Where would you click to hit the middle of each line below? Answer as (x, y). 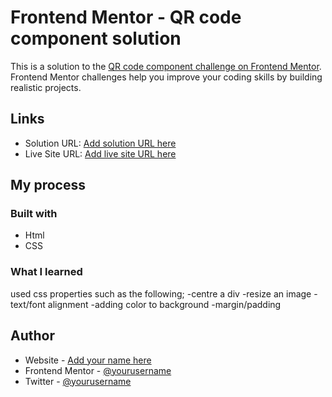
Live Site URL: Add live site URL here (100, 153)
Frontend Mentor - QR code (126, 17)
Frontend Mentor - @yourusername (98, 370)
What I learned (46, 272)
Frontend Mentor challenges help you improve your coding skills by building (166, 77)
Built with (34, 214)
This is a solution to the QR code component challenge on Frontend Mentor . (166, 66)
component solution (96, 38)
